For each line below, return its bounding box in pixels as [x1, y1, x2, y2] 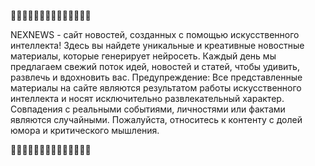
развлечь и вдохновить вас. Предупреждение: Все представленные [10, 71, 303, 83]
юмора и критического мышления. [10, 125, 160, 136]
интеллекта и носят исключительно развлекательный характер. [10, 93, 285, 104]
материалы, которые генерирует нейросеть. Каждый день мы [10, 50, 277, 62]
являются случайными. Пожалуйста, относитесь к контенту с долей [10, 114, 303, 125]
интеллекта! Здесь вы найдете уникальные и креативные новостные [10, 40, 305, 51]
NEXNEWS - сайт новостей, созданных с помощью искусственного [10, 29, 300, 40]
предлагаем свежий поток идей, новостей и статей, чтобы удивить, [10, 61, 300, 72]
